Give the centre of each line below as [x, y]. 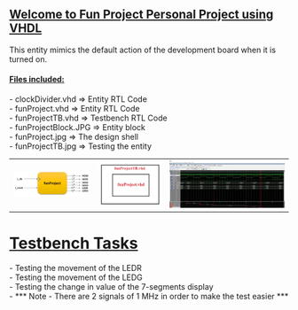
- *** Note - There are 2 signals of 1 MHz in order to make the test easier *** [149, 296]
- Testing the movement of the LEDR [75, 267]
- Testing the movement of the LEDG [76, 277]
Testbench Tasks [74, 244]
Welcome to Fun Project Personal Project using [141, 15]
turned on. [28, 59]
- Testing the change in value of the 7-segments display [111, 286]
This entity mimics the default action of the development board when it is [143, 50]
